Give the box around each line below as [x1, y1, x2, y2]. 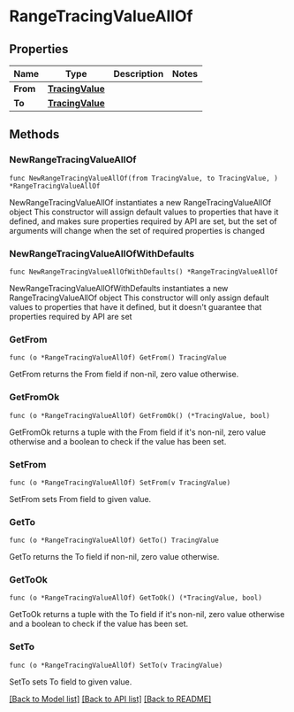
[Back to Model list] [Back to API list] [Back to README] [9, 693, 212, 704]
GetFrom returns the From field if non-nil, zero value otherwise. [9, 369, 239, 380]
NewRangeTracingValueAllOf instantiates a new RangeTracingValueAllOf [9, 197, 272, 207]
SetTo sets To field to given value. [9, 676, 132, 687]
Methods [9, 127, 60, 143]
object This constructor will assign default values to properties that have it [9, 206, 279, 217]
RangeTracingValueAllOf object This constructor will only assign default [9, 292, 269, 303]
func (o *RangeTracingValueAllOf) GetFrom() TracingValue [9, 353, 227, 362]
